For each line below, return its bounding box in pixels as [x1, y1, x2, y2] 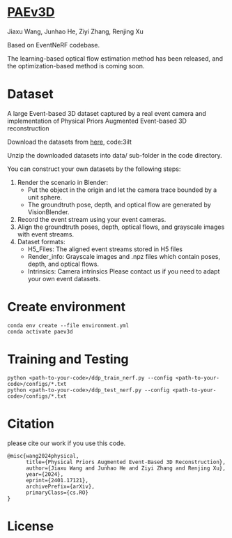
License [7, 518, 54, 534]
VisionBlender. [27, 207, 70, 216]
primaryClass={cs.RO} [25, 489, 89, 496]
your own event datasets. [27, 274, 101, 283]
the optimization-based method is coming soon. [7, 61, 145, 70]
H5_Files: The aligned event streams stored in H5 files [27, 245, 183, 253]
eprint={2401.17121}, [25, 477, 89, 484]
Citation [7, 416, 54, 431]
